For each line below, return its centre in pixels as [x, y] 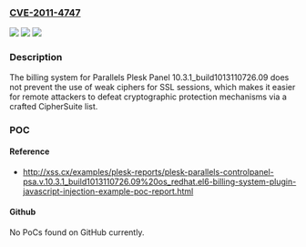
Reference [30, 151]
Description [36, 57]
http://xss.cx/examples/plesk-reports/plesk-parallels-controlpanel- [148, 171]
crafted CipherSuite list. [54, 106]
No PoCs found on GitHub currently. [77, 232]
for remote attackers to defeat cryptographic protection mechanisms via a [148, 97]
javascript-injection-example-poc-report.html [108, 191]
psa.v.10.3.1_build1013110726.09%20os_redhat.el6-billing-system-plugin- [159, 181]
